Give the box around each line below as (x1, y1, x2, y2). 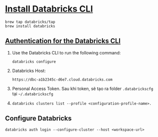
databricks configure (12, 59, 56, 64)
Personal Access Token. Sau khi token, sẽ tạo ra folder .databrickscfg (12, 86, 154, 91)
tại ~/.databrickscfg (12, 91, 53, 97)
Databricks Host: (12, 68, 46, 73)
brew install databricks (5, 23, 55, 29)
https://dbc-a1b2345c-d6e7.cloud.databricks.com (12, 77, 113, 82)
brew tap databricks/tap (5, 19, 55, 24)
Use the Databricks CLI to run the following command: (12, 50, 121, 55)
